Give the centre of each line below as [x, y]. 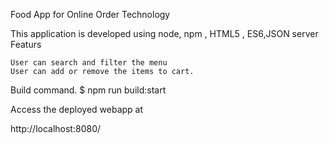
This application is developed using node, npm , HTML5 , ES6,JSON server [164, 33]
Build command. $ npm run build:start [88, 90]
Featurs [26, 44]
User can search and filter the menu [89, 63]
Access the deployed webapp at [77, 109]
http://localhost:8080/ [56, 128]
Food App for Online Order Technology [90, 14]
